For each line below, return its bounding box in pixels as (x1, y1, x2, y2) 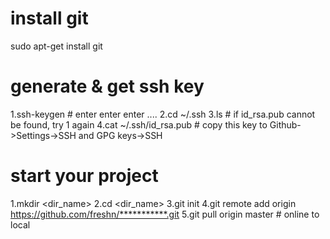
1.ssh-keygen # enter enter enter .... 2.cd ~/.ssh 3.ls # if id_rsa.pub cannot (10, 108, 316, 120)
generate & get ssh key (10, 75, 205, 98)
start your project (10, 165, 159, 187)
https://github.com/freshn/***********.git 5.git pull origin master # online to (10, 208, 320, 220)
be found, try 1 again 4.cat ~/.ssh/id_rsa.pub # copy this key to (10, 118, 268, 131)
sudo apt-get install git (10, 40, 103, 52)
